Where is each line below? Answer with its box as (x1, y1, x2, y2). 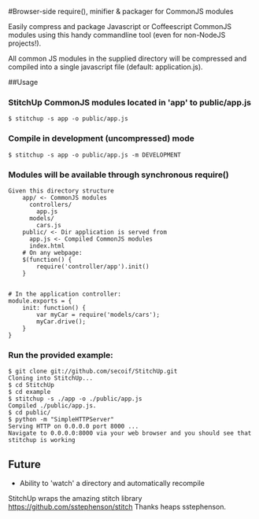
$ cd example (8, 388, 51, 396)
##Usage (8, 78, 39, 86)
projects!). (8, 39, 42, 48)
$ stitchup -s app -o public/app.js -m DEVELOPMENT (8, 151, 181, 159)
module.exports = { (8, 296, 72, 305)
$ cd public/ (8, 409, 51, 417)
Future (8, 458, 42, 471)
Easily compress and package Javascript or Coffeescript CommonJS (8, 22, 232, 31)
